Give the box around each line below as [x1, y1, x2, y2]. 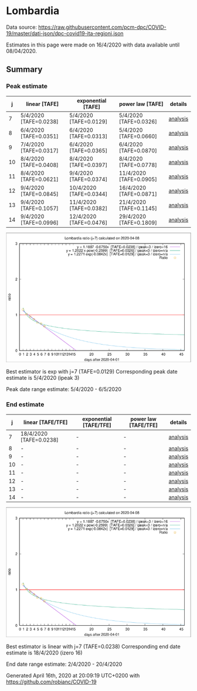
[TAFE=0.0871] [119, 190, 157, 198]
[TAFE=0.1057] [20, 205, 59, 212]
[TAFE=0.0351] [20, 132, 59, 139]
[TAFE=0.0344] [69, 190, 107, 198]
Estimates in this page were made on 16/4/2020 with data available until [6, 41, 180, 48]
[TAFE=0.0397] [69, 162, 107, 169]
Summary [6, 65, 43, 75]
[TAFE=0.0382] [69, 205, 107, 212]
